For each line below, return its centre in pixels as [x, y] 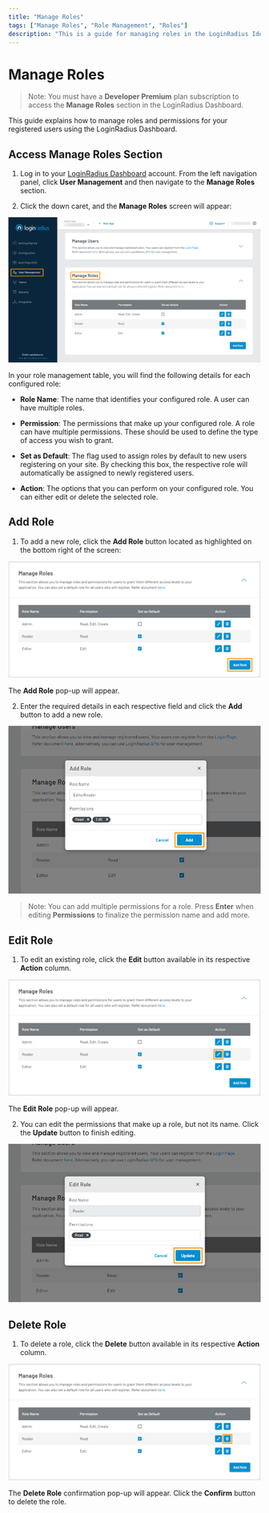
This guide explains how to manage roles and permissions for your [118, 121]
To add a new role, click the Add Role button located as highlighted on [136, 541]
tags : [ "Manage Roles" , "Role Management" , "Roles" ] [98, 25]
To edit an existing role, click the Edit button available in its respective [135, 960]
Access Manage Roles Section [85, 154]
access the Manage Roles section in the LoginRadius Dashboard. [136, 105]
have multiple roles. [52, 408]
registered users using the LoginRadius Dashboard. [93, 129]
